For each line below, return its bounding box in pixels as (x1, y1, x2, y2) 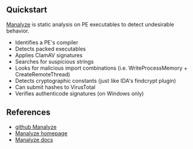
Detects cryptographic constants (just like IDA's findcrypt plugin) (14, 77, 176, 84)
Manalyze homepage (14, 129, 68, 137)
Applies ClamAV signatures (14, 51, 83, 59)
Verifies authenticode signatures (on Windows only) (14, 90, 144, 97)
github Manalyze (14, 123, 57, 130)
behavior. (6, 27, 30, 34)
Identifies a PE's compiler (14, 38, 78, 46)
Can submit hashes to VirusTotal (14, 84, 95, 91)
